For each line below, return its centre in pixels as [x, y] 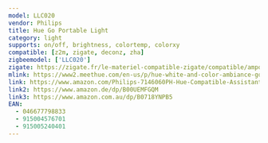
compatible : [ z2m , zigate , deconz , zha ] [77, 52]
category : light [35, 38]
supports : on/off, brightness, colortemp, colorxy [94, 45]
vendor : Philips [35, 23]
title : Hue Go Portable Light [59, 30]
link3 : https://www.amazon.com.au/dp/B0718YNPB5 [91, 97]
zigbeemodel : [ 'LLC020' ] [49, 60]
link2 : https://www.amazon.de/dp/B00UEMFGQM [83, 89]
